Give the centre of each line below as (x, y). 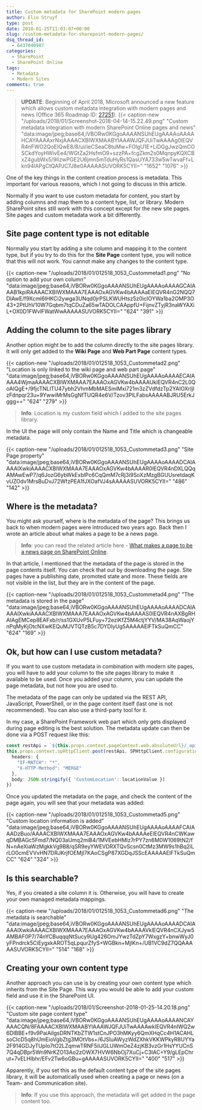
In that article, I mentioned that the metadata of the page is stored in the (95, 564)
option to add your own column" (46, 279)
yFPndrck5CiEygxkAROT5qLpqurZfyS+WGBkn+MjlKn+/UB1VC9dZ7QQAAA (99, 943)
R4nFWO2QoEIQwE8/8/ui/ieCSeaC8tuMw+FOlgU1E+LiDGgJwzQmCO (108, 147)
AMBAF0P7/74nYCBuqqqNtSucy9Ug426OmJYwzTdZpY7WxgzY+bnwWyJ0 (100, 937)
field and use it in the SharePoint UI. (50, 995)
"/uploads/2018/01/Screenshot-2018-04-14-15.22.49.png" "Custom (104, 121)
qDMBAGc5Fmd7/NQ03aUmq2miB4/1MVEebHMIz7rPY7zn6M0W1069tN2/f (100, 840)
